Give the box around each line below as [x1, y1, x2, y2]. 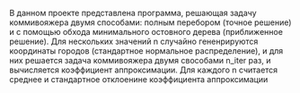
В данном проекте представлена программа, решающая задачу [9, 8, 257, 18]
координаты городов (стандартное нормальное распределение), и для [9, 46, 284, 56]
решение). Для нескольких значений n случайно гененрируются [9, 36, 259, 46]
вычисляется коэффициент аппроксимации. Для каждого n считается [9, 64, 278, 75]
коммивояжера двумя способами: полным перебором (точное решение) [9, 17, 292, 28]
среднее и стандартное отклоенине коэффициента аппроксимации [9, 74, 269, 84]
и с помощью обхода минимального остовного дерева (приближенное [9, 27, 283, 37]
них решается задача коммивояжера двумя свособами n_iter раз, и [9, 55, 271, 65]
